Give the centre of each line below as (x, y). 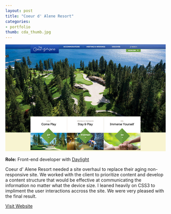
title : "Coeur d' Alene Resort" (39, 16)
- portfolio (18, 27)
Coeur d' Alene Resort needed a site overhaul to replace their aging (76, 169)
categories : (18, 21)
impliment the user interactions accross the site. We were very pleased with (85, 191)
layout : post (19, 11)
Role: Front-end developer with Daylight (47, 160)
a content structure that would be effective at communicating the (73, 180)
